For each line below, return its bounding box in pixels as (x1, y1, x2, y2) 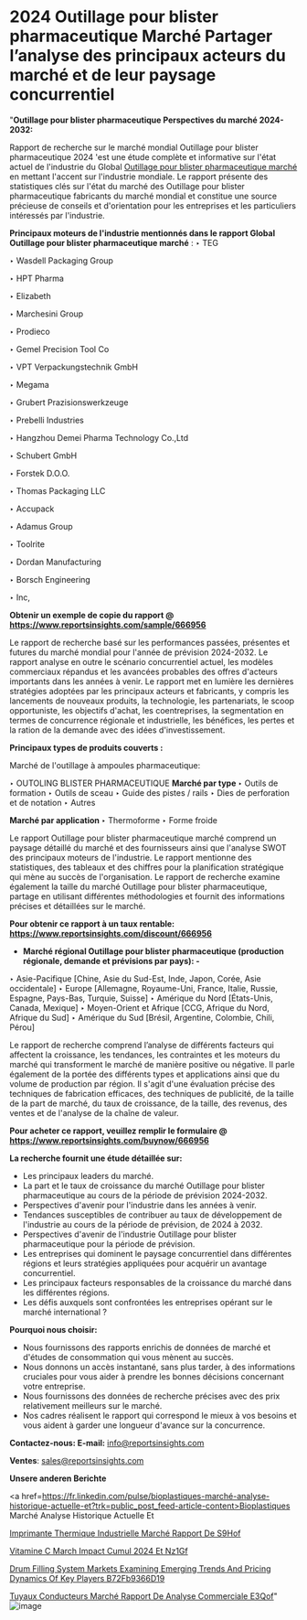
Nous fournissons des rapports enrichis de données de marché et (22, 1342, 271, 1353)
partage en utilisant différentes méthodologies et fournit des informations (9, 890, 285, 902)
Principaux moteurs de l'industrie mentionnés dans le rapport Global (9, 227, 276, 239)
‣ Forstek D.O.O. (9, 467, 70, 478)
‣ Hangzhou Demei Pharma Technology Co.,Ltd (9, 432, 189, 443)
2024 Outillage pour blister (9, 6, 219, 27)
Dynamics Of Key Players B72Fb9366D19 (9, 1572, 165, 1583)
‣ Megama (9, 379, 50, 390)
